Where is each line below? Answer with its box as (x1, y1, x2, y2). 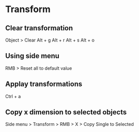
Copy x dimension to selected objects (5, 108, 127, 117)
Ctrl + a (5, 93, 21, 99)
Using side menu (5, 52, 60, 60)
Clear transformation (5, 24, 73, 32)
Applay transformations (5, 80, 83, 89)
